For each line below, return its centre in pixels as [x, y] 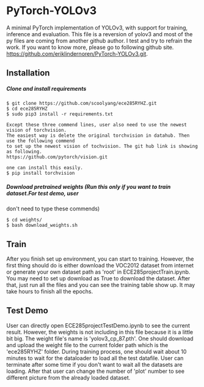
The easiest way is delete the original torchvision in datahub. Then [98, 136]
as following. [24, 152]
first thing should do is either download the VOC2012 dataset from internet [100, 266]
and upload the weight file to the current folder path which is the [87, 345]
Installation [28, 73]
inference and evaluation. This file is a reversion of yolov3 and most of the [100, 34]
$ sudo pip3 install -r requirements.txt [60, 114]
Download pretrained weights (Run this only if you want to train [89, 186]
